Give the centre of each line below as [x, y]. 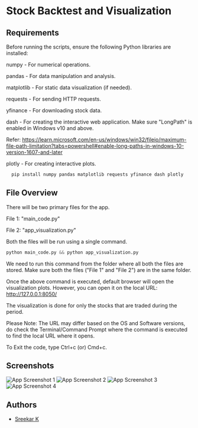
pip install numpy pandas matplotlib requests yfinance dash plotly [98, 174]
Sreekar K [27, 419]
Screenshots [30, 366]
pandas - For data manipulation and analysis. [61, 76]
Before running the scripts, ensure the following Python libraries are [89, 47]
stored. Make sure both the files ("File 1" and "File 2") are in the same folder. [99, 270]
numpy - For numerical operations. [48, 64]
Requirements [33, 33]
